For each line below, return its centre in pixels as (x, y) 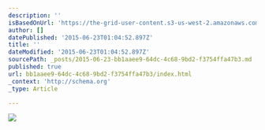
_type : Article (33, 89)
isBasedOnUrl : (32, 23)
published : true (35, 67)
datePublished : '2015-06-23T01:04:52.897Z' (81, 37)
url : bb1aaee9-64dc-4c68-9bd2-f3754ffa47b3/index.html (100, 74)
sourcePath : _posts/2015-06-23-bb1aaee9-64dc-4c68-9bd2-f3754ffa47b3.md (130, 60)
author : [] (26, 30)
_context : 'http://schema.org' (60, 81)
